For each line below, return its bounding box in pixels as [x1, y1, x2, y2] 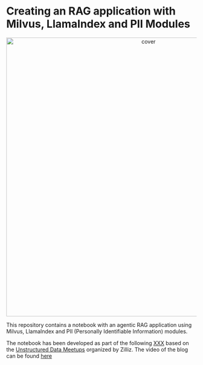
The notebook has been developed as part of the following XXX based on [6, 339, 189, 346]
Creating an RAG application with [6, 4, 176, 18]
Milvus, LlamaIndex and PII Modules [6, 17, 190, 31]
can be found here [6, 352, 53, 360]
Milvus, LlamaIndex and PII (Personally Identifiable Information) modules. [6, 327, 188, 335]
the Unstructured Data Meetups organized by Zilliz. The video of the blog [6, 346, 188, 353]
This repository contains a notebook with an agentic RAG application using [6, 321, 192, 328]
